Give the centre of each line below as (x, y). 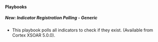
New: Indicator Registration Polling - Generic (51, 18)
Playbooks (16, 7)
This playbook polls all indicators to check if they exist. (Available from (82, 30)
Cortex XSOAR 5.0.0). (34, 35)
